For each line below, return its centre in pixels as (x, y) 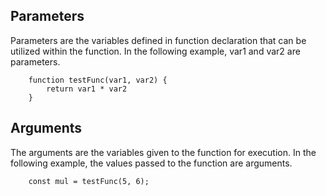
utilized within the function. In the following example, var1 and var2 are (155, 51)
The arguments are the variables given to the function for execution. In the (163, 152)
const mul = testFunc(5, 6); (89, 181)
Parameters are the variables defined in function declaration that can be (158, 40)
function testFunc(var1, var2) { (98, 80)
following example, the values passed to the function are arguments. (151, 163)
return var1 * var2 (87, 89)
